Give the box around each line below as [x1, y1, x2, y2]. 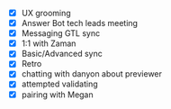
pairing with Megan [21, 89, 94, 100]
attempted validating [21, 78, 98, 89]
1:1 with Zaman [21, 38, 76, 49]
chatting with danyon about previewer [21, 68, 163, 79]
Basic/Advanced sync [21, 49, 103, 59]
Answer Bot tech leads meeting [21, 18, 139, 29]
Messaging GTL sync [21, 28, 101, 39]
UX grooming [21, 8, 71, 18]
